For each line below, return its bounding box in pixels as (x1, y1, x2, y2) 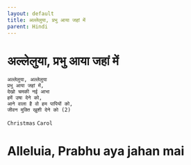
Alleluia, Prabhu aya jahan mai (7, 143, 185, 159)
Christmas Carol (7, 120, 53, 127)
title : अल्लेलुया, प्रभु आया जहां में (7, 17, 86, 24)
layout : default (7, 10, 54, 17)
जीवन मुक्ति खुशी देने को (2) (7, 107, 72, 114)
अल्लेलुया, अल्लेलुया (7, 76, 47, 83)
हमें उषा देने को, (7, 94, 43, 101)
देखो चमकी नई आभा (7, 88, 50, 96)
